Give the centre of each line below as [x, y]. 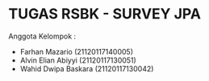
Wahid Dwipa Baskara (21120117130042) [87, 68]
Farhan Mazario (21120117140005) [77, 51]
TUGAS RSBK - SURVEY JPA [105, 14]
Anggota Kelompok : [42, 36]
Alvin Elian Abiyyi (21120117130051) [78, 60]
